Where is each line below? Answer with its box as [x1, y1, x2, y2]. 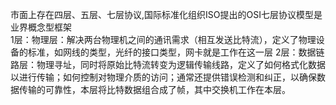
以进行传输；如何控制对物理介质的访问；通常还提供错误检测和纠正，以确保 [10, 71, 317, 83]
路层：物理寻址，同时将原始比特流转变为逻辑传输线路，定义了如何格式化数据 [10, 59, 326, 70]
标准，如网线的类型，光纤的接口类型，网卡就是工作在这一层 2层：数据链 [27, 46, 325, 58]
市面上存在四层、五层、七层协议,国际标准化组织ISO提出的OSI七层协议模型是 [10, 9, 323, 20]
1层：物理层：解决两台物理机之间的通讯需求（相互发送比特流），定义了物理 [10, 34, 317, 45]
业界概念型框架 [10, 21, 72, 33]
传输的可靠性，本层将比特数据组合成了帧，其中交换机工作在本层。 [18, 84, 291, 95]
